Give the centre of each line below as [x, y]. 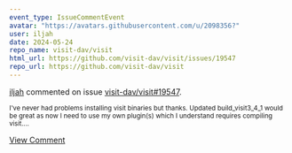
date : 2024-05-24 [41, 42]
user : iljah [31, 34]
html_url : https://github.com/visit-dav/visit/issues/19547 [123, 58]
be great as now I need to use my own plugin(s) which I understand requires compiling [141, 116]
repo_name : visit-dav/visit [61, 50]
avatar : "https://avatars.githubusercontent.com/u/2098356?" [125, 26]
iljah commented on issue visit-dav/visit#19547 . [95, 92]
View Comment [37, 140]
